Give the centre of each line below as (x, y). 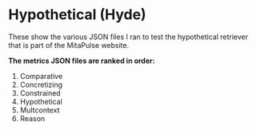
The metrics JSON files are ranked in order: (82, 61)
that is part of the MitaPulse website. (69, 45)
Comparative (41, 76)
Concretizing (41, 85)
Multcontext (40, 110)
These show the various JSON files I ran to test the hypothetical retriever (128, 37)
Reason (32, 118)
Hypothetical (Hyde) (77, 15)
